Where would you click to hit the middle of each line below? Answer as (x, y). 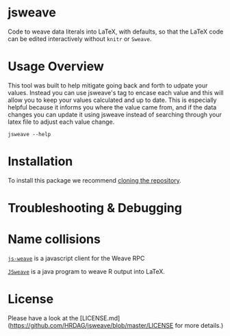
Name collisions (54, 239)
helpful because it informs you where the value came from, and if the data (112, 107)
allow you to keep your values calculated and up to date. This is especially (112, 100)
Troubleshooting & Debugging (95, 208)
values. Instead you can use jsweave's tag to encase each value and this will (116, 92)
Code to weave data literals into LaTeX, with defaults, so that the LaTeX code (116, 31)
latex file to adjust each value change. (61, 122)
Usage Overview (56, 67)
